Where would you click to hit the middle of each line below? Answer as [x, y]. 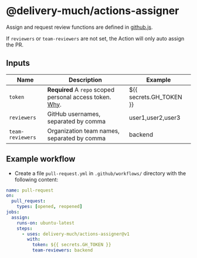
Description [85, 79]
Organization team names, [84, 130]
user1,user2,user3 [154, 118]
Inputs [18, 63]
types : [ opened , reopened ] [50, 207]
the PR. [15, 45]
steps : [25, 228]
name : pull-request [30, 190]
